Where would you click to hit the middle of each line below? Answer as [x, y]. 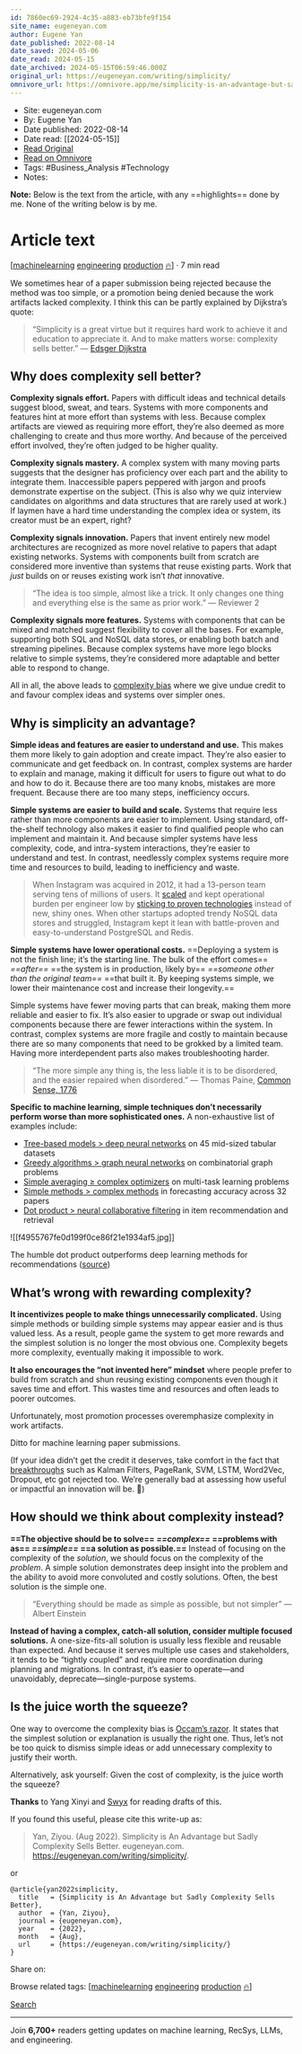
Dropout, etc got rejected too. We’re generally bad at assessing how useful [148, 1479]
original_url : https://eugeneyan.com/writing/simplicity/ [121, 76]
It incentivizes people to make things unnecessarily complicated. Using [146, 1314]
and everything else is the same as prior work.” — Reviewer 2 [146, 603]
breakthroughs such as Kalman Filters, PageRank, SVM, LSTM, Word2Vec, [147, 1470]
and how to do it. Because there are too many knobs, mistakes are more [143, 784]
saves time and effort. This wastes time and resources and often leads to [145, 1389]
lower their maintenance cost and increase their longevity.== [122, 988]
